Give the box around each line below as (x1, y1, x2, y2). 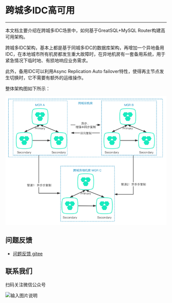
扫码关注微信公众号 (5, 282, 46, 288)
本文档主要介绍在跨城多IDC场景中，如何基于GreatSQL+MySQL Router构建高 (5, 27, 165, 33)
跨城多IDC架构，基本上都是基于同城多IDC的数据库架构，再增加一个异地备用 (5, 44, 165, 51)
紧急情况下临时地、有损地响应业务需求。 (5, 57, 91, 63)
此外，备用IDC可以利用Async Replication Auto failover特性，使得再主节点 (5, 68, 160, 74)
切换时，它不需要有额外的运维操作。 (9, 75, 86, 81)
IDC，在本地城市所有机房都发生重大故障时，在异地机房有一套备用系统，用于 (5, 51, 166, 57)
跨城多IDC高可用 (5, 5, 75, 16)
